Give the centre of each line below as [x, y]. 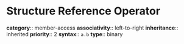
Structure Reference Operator [83, 11]
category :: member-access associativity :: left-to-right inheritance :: [92, 28]
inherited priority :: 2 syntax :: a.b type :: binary [65, 34]
